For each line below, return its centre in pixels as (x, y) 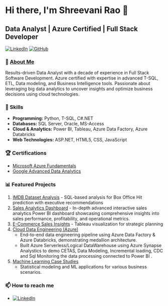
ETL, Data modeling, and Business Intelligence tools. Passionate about (78, 84)
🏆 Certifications (26, 153)
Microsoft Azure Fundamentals (44, 166)
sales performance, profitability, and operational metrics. (71, 219)
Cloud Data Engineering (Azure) (45, 229)
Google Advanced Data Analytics (47, 171)
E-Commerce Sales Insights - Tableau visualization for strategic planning (88, 224)
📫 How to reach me (30, 285)
